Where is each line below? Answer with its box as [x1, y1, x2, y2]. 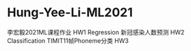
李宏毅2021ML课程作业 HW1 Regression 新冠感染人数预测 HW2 [7, 28, 185, 36]
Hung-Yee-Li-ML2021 [7, 5, 133, 20]
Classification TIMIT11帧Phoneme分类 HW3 [7, 36, 129, 45]
